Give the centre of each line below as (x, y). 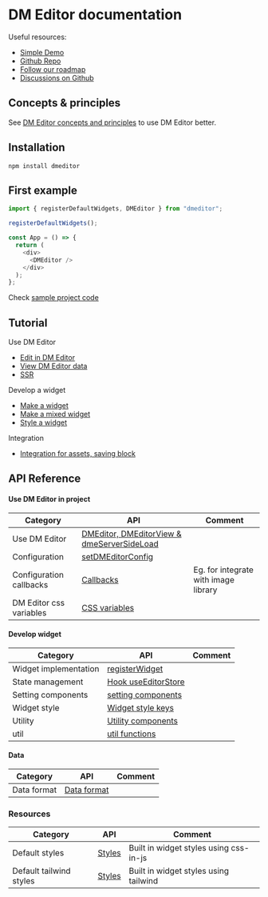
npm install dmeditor (44, 166)
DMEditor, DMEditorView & (132, 534)
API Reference (45, 479)
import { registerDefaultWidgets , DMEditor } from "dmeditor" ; (116, 209)
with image (214, 579)
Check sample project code (54, 298)
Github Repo (40, 61)
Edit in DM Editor (47, 358)
